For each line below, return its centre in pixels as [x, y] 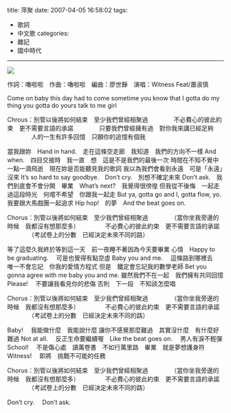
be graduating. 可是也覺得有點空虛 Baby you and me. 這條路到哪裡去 [110, 258]
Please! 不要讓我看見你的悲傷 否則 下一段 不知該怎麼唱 [91, 283]
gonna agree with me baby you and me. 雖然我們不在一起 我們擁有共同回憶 [115, 275]
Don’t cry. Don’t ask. [39, 402]
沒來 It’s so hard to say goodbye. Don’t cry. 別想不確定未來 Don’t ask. [109, 177]
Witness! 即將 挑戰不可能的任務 [56, 356]
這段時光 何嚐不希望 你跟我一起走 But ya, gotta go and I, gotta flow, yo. [117, 194]
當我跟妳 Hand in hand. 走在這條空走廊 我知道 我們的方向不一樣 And [112, 151]
